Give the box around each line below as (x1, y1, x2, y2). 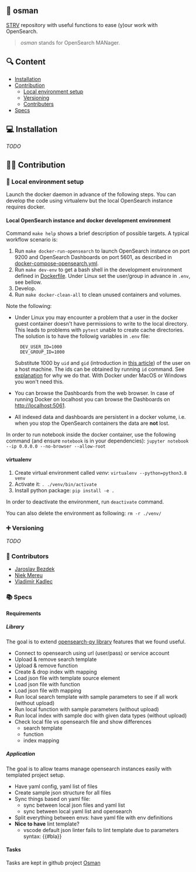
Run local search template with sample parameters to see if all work (14, 693, 178, 700)
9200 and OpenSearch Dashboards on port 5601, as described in (14, 254, 172, 261)
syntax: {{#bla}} (23, 833, 62, 840)
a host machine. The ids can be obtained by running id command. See (14, 365, 185, 373)
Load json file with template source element (14, 674, 121, 682)
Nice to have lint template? (14, 820, 80, 827)
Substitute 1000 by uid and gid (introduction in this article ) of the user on (14, 360, 191, 367)
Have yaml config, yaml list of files (14, 783, 98, 790)
